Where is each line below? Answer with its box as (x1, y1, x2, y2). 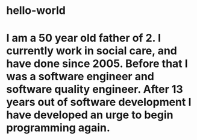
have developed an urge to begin (6, 108, 174, 122)
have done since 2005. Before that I (6, 57, 188, 71)
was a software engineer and (6, 70, 155, 83)
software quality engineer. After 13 (6, 83, 184, 97)
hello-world (6, 4, 66, 17)
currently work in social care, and (6, 44, 178, 58)
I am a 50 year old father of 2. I (6, 31, 161, 45)
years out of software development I (6, 95, 192, 109)
